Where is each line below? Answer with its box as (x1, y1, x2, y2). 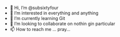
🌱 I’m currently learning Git (9, 15, 65, 21)
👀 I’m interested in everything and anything (9, 10, 98, 16)
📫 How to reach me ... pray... (9, 26, 71, 32)
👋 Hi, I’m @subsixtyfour (9, 5, 59, 10)
